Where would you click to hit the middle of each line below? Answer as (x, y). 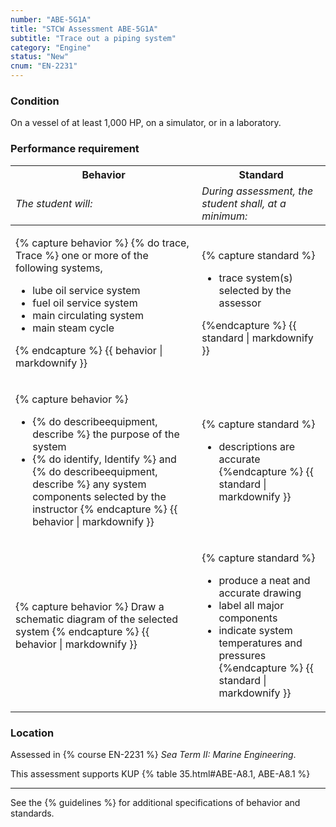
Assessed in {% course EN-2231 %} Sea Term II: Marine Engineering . (153, 754)
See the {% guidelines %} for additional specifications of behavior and (155, 802)
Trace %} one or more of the (82, 255)
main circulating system (88, 315)
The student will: (54, 203)
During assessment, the (257, 191)
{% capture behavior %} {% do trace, (102, 243)
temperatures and (260, 643)
